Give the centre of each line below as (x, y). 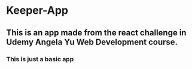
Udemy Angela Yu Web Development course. (92, 42)
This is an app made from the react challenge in (96, 33)
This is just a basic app (40, 59)
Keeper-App (37, 10)
